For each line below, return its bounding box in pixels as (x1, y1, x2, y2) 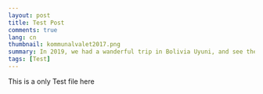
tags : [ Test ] (8, 56, 51, 63)
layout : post (8, 11, 51, 20)
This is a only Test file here (8, 76, 95, 86)
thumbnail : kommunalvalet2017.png (8, 41, 121, 49)
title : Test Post (8, 19, 65, 27)
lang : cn (8, 33, 37, 42)
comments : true (8, 26, 58, 34)
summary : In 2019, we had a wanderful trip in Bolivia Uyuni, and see (8, 48, 243, 56)
